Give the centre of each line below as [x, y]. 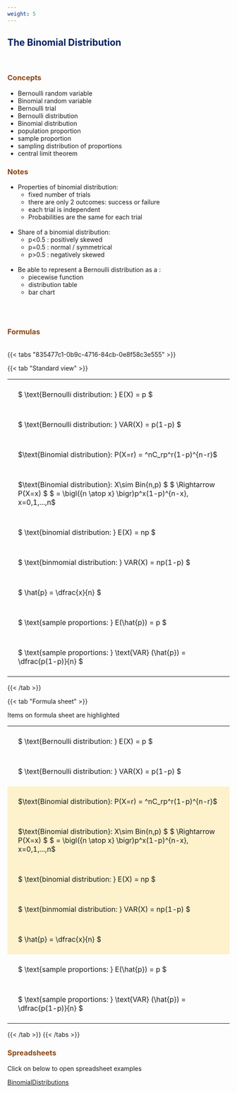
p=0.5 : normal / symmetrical [70, 247]
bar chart [41, 292]
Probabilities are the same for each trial [85, 217]
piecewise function [56, 277]
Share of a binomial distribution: [64, 232]
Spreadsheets [32, 1053]
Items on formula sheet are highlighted [63, 715]
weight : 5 [22, 14]
